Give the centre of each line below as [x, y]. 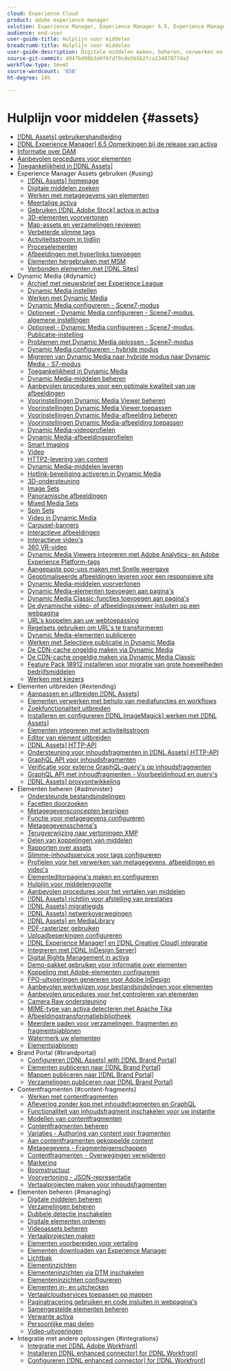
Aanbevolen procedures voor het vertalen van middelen [106, 892]
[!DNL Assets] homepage [63, 181]
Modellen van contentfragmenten [75, 1119]
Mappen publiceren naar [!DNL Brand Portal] [91, 1075]
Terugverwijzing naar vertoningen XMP [83, 833]
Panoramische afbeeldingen [67, 496]
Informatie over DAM [46, 152]
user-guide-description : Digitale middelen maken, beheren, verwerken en [115, 52]
